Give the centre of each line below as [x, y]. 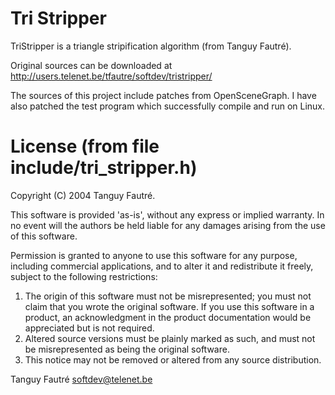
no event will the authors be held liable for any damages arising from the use [168, 225]
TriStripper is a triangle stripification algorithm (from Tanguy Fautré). [151, 46]
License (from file [85, 146]
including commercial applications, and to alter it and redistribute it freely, [162, 266]
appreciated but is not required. [89, 328]
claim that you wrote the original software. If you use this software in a [169, 306]
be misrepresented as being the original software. [127, 349]
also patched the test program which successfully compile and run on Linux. [168, 106]
